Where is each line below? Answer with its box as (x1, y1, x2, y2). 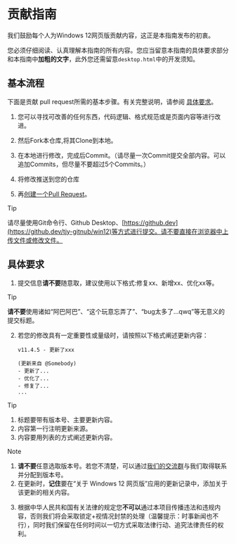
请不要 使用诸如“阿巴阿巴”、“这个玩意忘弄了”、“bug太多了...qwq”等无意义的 (7, 307, 225, 315)
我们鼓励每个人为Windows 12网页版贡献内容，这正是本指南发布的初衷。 (7, 31, 215, 39)
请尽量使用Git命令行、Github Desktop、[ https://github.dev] (7, 218, 178, 227)
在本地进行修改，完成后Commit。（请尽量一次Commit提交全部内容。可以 (17, 151, 226, 159)
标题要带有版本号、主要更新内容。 (17, 415, 117, 424)
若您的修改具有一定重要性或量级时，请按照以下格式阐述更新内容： (17, 331, 209, 339)
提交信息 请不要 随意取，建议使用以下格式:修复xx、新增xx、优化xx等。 (17, 279, 218, 287)
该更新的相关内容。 (17, 488, 74, 496)
